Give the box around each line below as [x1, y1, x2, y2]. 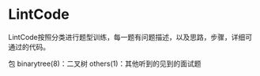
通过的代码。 [8, 42, 50, 52]
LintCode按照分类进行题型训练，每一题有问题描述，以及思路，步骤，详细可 [8, 32, 253, 42]
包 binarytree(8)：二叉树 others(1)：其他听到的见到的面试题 [8, 59, 202, 68]
